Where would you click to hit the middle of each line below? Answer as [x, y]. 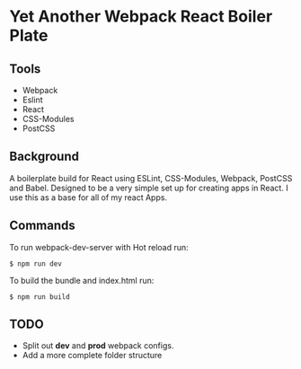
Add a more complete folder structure [92, 356]
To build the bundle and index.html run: [82, 280]
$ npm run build [40, 297]
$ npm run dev [36, 264]
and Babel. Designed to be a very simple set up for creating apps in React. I [149, 188]
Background [44, 157]
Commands [43, 226]
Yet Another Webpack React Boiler [141, 17]
